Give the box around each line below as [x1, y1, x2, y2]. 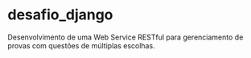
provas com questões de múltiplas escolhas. [7, 40, 155, 50]
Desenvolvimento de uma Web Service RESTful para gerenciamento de [7, 32, 244, 42]
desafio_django [7, 6, 113, 24]
